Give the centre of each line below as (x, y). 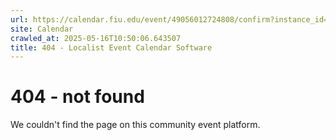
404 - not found (77, 97)
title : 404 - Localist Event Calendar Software (111, 47)
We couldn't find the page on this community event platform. (135, 125)
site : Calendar (42, 29)
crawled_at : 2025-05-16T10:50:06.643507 (96, 38)
